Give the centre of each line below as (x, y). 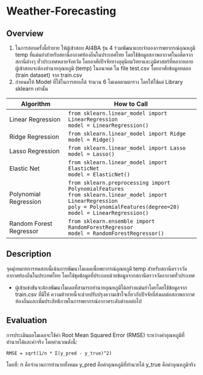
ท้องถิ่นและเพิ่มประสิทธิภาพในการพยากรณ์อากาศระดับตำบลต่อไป (78, 301)
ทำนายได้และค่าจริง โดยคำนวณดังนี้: (42, 342)
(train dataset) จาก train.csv (49, 75)
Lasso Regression (34, 151)
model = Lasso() (91, 154)
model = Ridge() (91, 140)
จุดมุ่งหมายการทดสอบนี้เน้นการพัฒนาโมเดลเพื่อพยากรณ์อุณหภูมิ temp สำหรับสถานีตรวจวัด (97, 268)
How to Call (131, 104)
